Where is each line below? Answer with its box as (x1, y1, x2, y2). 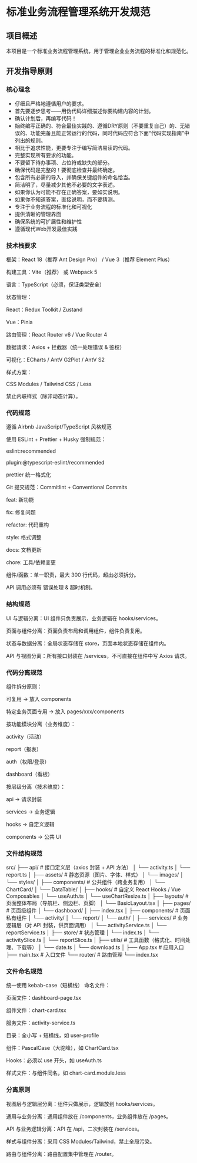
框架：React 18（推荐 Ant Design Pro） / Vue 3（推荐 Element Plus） (6, 256, 173, 263)
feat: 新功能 (6, 496, 34, 503)
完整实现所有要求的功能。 (14, 151, 77, 159)
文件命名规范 (6, 967, 43, 976)
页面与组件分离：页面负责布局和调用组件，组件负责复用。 (6, 627, 145, 634)
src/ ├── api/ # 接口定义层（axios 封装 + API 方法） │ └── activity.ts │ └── (6, 864, 191, 871)
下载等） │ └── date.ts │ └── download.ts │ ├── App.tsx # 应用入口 (16, 944, 184, 951)
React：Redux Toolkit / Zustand (6, 306, 83, 313)
